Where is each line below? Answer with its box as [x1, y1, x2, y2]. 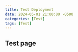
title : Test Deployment [5, 7, 54, 12]
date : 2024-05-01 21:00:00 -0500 [5, 12, 74, 17]
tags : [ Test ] [5, 21, 32, 26]
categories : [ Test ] [5, 16, 45, 21]
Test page [5, 39, 36, 47]
